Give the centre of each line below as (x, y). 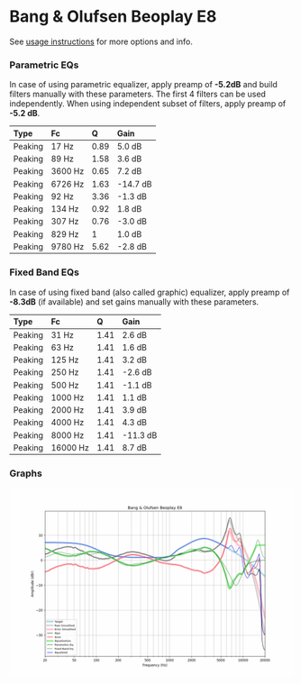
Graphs (26, 473)
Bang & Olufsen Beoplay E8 (113, 17)
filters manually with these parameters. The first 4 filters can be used (137, 94)
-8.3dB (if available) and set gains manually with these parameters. (134, 301)
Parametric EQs (44, 65)
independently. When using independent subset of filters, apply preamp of (148, 104)
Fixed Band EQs (44, 272)
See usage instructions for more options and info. (101, 41)
